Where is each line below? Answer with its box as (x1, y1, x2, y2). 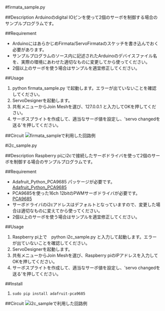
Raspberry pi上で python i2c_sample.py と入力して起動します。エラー (12, 234, 157, 240)
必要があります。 (12, 47, 47, 52)
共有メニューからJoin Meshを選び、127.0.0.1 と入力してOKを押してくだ (12, 104, 157, 109)
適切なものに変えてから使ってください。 (21, 208, 102, 213)
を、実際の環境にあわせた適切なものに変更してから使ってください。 (12, 59, 150, 65)
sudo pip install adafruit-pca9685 (12, 291, 86, 296)
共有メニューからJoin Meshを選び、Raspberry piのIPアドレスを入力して (12, 252, 159, 258)
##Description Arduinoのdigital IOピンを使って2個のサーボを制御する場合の (5, 14, 158, 20)
